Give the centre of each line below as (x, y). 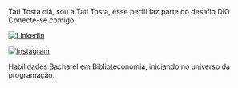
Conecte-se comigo (41, 20)
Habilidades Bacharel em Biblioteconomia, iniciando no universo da (119, 66)
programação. (32, 75)
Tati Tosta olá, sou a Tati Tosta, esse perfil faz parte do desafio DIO (119, 12)
